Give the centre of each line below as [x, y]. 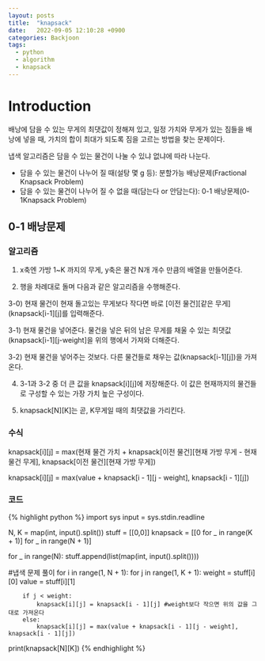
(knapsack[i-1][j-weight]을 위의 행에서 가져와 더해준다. [94, 340]
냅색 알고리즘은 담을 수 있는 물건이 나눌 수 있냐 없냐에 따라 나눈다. [109, 156]
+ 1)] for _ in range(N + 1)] [50, 541]
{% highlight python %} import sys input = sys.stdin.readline [107, 517]
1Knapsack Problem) [53, 199]
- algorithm [35, 60]
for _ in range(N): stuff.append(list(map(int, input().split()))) [104, 556]
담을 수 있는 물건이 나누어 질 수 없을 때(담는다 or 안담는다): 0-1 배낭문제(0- [135, 191]
